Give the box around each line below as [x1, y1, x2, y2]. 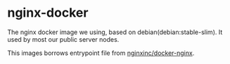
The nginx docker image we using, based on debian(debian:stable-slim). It [7, 28, 223, 36]
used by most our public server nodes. [7, 35, 120, 43]
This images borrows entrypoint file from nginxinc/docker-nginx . [7, 49, 195, 57]
